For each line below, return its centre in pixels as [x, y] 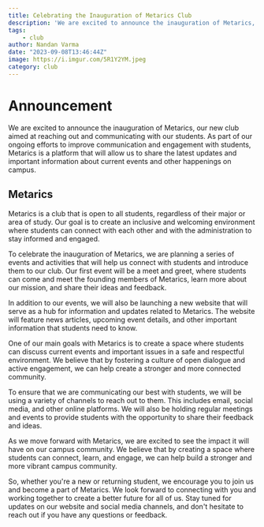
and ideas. [25, 425]
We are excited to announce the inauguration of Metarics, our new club [124, 128]
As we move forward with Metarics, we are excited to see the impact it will [129, 441]
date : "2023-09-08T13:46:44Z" [58, 52]
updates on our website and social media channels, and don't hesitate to [126, 506]
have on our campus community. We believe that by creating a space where [132, 449]
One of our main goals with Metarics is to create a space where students [126, 343]
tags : [17, 30]
